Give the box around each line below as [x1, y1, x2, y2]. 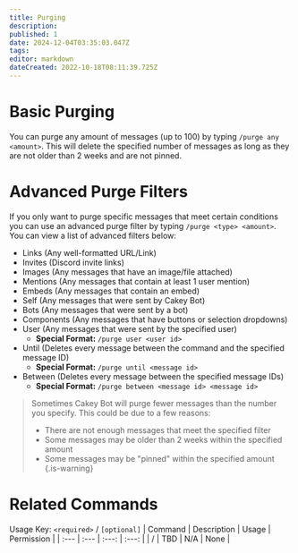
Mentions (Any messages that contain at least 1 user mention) [21, 276, 251, 286]
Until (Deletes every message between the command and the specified [21, 342, 285, 353]
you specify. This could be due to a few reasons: [30, 407, 211, 418]
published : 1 [9, 30, 58, 38]
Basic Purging [9, 102, 115, 122]
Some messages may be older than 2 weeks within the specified [44, 434, 283, 445]
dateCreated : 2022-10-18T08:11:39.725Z [9, 64, 158, 72]
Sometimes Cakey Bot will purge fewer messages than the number [30, 397, 277, 408]
